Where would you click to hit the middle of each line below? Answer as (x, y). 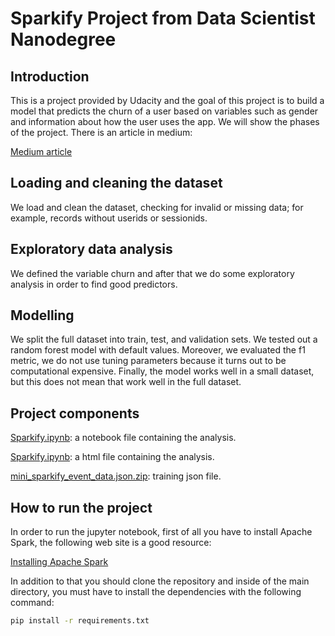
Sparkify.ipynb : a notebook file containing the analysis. (123, 438)
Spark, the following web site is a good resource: (111, 543)
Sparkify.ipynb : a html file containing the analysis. (112, 457)
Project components (75, 413)
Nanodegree (63, 39)
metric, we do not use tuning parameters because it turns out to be (148, 361)
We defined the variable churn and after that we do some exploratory (152, 273)
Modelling (42, 315)
